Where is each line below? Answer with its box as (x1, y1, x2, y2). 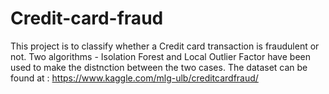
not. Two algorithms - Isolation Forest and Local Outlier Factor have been (10, 50, 311, 62)
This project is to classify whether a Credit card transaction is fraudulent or (10, 40, 320, 52)
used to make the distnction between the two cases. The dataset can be (10, 61, 308, 73)
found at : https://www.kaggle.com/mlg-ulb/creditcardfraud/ (10, 72, 259, 84)
